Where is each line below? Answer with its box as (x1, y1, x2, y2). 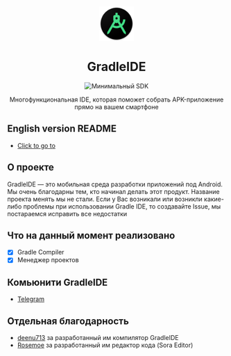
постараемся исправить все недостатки (7, 209, 128, 218)
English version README (7, 123, 117, 135)
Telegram (17, 295, 45, 303)
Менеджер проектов (17, 256, 79, 264)
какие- (203, 195, 224, 203)
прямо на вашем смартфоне (74, 102, 159, 111)
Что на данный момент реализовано (7, 229, 176, 241)
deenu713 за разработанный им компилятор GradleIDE (17, 334, 179, 342)
